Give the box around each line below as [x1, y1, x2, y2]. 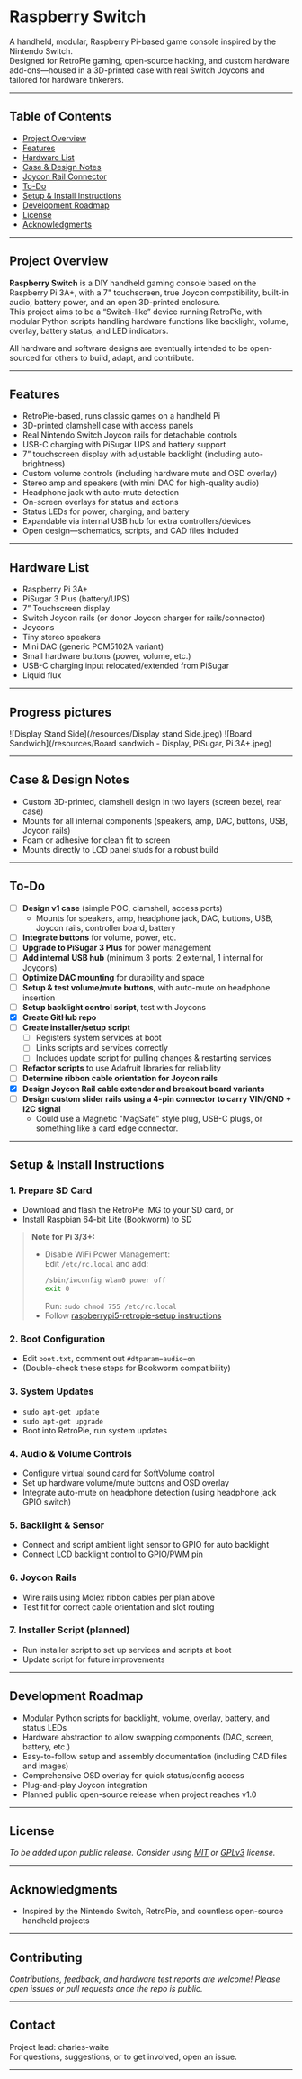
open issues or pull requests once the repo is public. [9, 1984, 204, 1994]
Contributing [9, 1949, 83, 1965]
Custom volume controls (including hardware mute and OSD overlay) [22, 468, 278, 479]
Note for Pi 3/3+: [31, 1232, 96, 1243]
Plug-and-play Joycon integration [22, 1779, 147, 1790]
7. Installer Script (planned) [9, 1623, 130, 1636]
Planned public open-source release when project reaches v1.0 [22, 1789, 257, 1800]
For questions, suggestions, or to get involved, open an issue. [9, 2051, 238, 2062]
